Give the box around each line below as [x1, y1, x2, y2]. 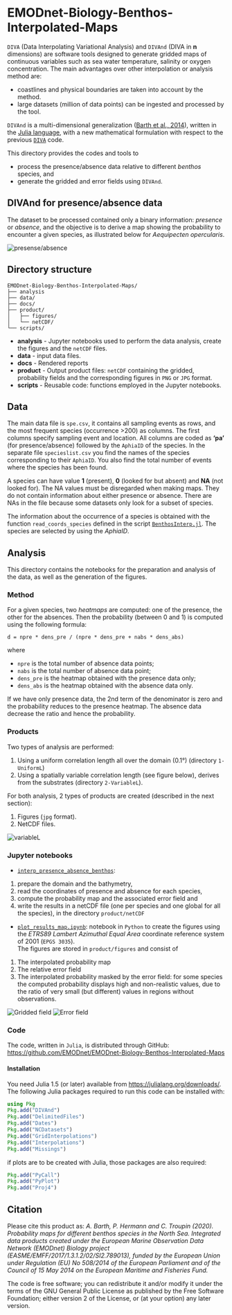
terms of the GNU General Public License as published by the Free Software [7, 1287, 224, 1296]
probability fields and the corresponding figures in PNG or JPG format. [17, 373, 213, 382]
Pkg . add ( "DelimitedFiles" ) [7, 1113, 85, 1120]
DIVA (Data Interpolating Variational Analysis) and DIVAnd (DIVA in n [7, 42, 197, 51]
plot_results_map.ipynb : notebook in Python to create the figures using [17, 922, 220, 931]
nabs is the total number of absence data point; [17, 667, 151, 675]
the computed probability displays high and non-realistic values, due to [17, 980, 220, 988]
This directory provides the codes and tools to [7, 149, 139, 157]
